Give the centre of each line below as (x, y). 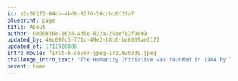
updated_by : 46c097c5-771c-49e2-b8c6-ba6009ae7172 (84, 40)
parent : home (27, 66)
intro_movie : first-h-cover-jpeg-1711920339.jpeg (82, 54)
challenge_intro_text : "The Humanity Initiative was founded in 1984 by (117, 60)
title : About (27, 27)
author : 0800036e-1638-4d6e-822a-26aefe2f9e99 (77, 33)
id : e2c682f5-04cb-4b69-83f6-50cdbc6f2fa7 (71, 14)
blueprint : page (31, 20)
